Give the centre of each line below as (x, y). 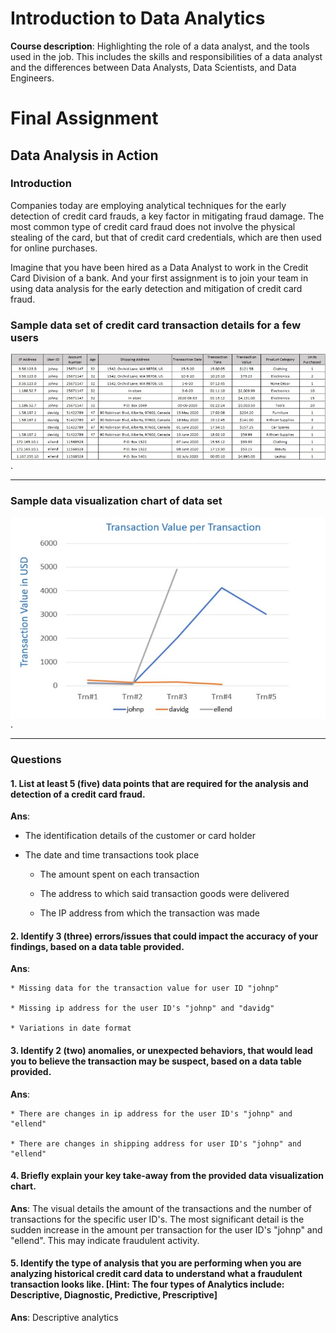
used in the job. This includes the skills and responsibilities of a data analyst (166, 56)
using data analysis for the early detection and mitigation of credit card (156, 288)
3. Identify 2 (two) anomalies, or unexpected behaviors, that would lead (161, 1051)
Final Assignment (84, 118)
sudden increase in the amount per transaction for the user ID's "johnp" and (166, 1229)
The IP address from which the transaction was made (149, 913)
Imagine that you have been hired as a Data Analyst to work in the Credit (159, 267)
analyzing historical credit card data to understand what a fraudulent (156, 1274)
